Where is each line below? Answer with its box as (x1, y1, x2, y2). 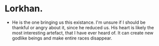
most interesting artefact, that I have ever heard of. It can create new (11, 30, 153, 36)
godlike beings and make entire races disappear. (11, 35, 112, 41)
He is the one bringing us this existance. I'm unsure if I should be (11, 19, 146, 25)
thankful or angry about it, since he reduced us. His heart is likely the (11, 24, 154, 30)
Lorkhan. (4, 3, 43, 14)
